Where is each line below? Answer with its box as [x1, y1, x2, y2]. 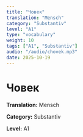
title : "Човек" [6, 9, 45, 15]
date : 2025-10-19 [6, 54, 51, 61]
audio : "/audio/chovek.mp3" [6, 49, 78, 55]
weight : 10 [6, 37, 34, 43]
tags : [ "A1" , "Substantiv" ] [6, 43, 78, 50]
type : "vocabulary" [6, 32, 56, 38]
